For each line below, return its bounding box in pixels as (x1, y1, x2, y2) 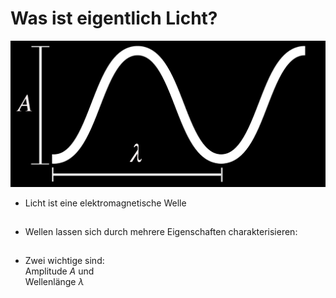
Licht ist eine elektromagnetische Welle (24, 197, 187, 209)
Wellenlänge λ (24, 275, 85, 287)
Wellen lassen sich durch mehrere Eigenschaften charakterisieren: (24, 225, 298, 237)
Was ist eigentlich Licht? (10, 7, 218, 30)
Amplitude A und (24, 265, 95, 277)
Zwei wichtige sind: (24, 254, 105, 266)
